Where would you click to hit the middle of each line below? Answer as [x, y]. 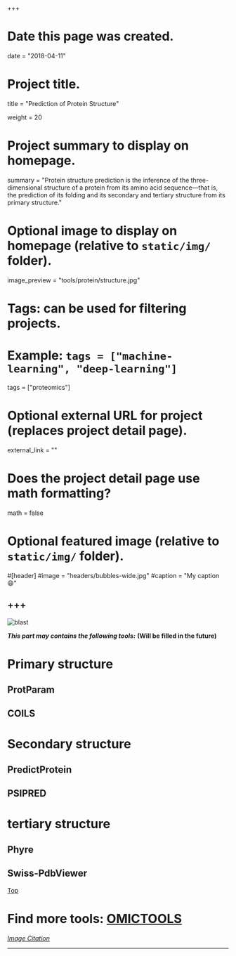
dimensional [25, 188]
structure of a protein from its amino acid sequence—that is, [131, 188]
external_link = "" [32, 450]
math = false [25, 513]
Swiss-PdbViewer [47, 873]
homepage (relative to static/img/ [109, 246]
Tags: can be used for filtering [97, 308]
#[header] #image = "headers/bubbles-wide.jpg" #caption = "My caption [113, 575]
